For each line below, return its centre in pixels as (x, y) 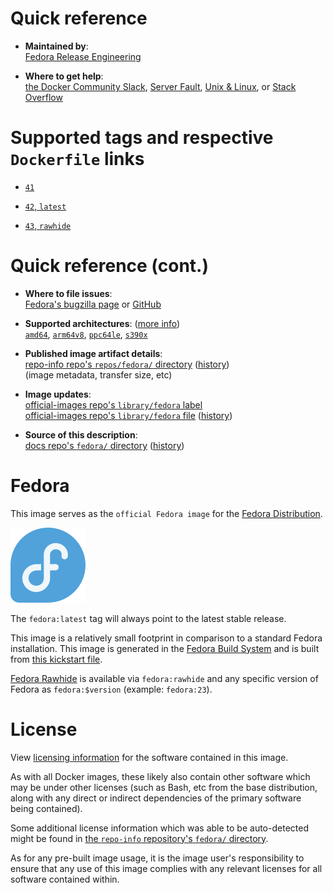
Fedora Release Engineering (83, 56)
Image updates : (58, 394)
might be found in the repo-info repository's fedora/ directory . (139, 838)
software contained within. (65, 879)
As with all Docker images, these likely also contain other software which (160, 776)
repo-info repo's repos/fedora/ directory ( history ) (127, 364)
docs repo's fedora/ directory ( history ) (104, 445)
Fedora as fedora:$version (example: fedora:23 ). (111, 689)
